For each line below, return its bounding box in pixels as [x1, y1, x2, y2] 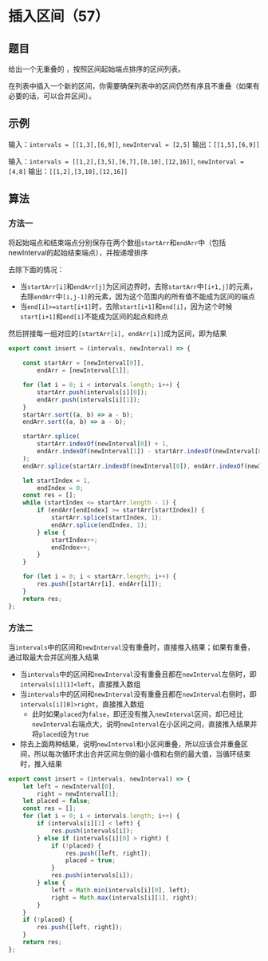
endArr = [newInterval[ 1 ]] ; [37, 366, 130, 375]
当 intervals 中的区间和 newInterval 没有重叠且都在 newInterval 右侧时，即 [19, 689, 257, 698]
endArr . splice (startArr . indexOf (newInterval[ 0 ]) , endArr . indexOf [22, 462, 245, 470]
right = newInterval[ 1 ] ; [37, 789, 120, 798]
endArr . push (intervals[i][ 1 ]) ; [37, 396, 141, 404]
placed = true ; [65, 856, 116, 864]
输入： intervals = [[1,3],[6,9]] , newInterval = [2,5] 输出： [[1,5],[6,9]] [8, 139, 261, 148]
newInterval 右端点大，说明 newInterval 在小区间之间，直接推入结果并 [31, 719, 258, 729]
